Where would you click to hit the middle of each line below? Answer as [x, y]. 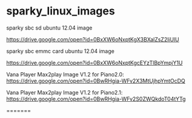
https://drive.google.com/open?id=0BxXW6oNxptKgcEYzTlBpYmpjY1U [94, 63]
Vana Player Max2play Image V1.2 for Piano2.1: [65, 92]
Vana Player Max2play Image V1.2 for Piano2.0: [65, 74]
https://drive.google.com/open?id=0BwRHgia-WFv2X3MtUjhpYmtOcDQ [96, 81]
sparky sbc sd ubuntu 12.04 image [49, 28]
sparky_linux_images [61, 11]
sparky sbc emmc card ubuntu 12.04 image [61, 51]
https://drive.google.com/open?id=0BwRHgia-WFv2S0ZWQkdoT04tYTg [96, 99]
